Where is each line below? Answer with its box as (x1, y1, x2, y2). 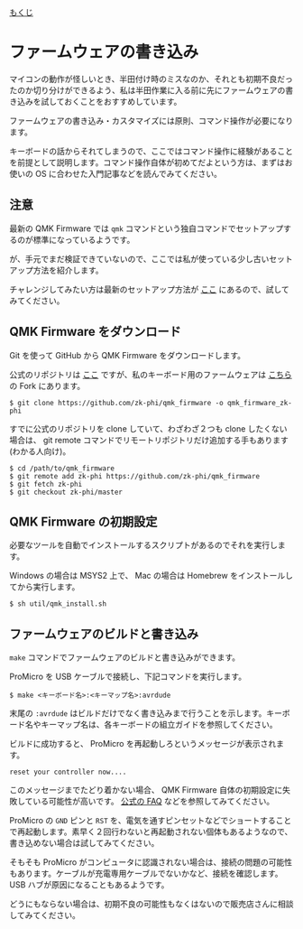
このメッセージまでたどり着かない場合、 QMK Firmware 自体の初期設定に (9, 785, 283, 795)
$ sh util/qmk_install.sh (9, 599, 106, 608)
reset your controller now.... (9, 767, 127, 777)
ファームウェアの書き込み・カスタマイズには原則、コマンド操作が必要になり (9, 115, 294, 125)
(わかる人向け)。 (9, 445, 71, 457)
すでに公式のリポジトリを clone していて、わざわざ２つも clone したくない (9, 423, 288, 434)
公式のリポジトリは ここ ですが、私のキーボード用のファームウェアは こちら (9, 368, 293, 380)
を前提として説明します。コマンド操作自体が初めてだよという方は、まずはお (9, 156, 293, 168)
